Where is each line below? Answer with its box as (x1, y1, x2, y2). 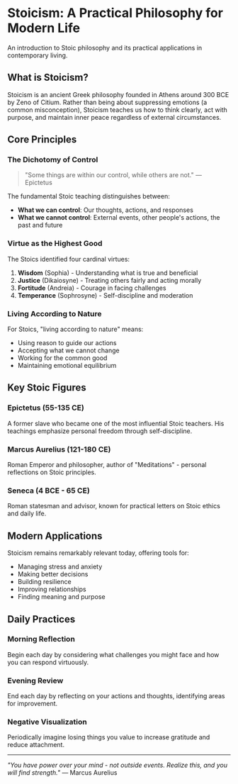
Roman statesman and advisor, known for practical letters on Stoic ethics (7, 502, 221, 510)
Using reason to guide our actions (17, 339, 117, 347)
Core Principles (7, 133, 77, 146)
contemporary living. (7, 51, 68, 60)
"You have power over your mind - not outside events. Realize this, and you (7, 761, 228, 770)
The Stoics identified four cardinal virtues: (7, 254, 130, 263)
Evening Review (7, 676, 64, 685)
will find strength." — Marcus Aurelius (7, 768, 118, 777)
